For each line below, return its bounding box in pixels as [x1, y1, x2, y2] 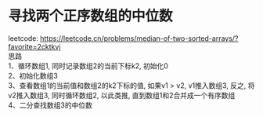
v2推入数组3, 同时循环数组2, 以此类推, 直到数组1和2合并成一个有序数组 [8, 90, 236, 100]
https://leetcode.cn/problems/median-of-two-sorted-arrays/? [40, 33, 239, 43]
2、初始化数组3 [8, 71, 59, 80]
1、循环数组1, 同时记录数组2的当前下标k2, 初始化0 [8, 60, 168, 71]
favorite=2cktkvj [8, 42, 61, 51]
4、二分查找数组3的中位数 [8, 100, 92, 110]
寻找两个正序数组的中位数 [8, 7, 174, 25]
